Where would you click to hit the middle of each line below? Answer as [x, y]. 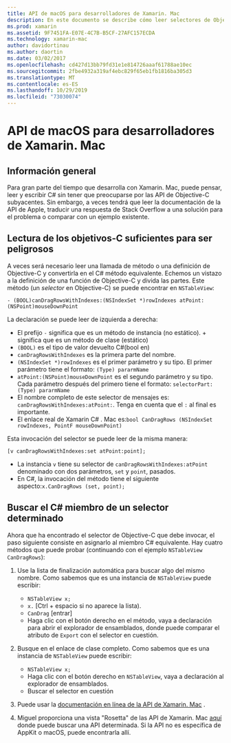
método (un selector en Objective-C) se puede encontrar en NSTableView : [111, 287]
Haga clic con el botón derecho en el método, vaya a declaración [119, 620]
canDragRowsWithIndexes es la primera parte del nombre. [97, 354]
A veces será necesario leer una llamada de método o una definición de [109, 265]
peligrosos [30, 249]
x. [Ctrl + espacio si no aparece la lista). [84, 605]
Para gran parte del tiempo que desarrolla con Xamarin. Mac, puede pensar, [114, 187]
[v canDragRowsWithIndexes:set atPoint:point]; [77, 451]
